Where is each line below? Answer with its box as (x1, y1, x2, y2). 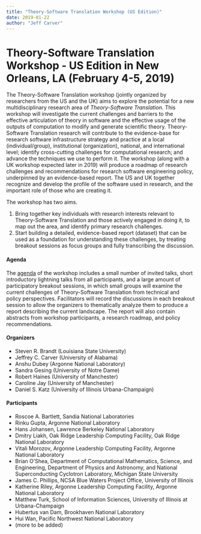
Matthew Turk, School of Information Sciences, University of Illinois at (14, 496, 188, 503)
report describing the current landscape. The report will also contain (6, 308, 175, 315)
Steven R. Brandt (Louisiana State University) (14, 347, 127, 354)
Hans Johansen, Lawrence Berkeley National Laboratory (14, 425, 155, 432)
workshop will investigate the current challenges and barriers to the (6, 111, 173, 118)
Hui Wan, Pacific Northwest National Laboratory (14, 515, 134, 522)
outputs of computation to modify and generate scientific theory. (6, 123, 166, 130)
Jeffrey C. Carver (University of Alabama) (14, 354, 118, 361)
